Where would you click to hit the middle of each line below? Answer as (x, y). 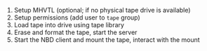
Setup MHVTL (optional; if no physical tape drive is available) (102, 10)
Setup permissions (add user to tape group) (77, 17)
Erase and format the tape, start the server (75, 32)
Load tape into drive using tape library (69, 25)
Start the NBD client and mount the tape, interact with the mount (107, 40)
